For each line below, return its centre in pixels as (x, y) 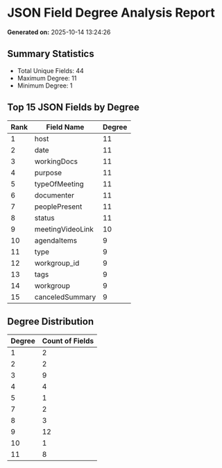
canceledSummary (65, 297)
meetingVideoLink (64, 229)
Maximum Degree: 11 (47, 78)
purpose (48, 172)
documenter (54, 195)
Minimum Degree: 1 (45, 86)
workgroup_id (57, 263)
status (44, 218)
